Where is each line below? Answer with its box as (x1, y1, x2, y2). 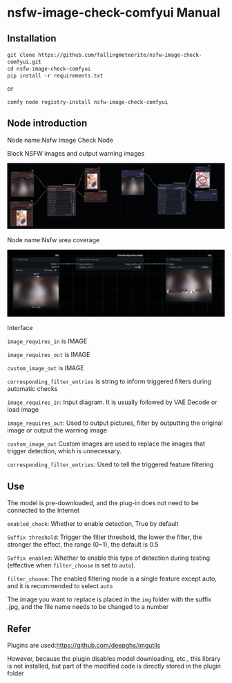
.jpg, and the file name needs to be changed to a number (7, 603, 169, 611)
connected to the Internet (7, 507, 80, 515)
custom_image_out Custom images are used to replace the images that (7, 439, 206, 448)
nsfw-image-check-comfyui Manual (7, 5, 221, 21)
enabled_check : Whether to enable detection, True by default (7, 520, 179, 528)
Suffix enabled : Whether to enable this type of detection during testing (7, 554, 211, 562)
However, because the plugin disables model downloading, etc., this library (7, 655, 221, 663)
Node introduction (7, 118, 88, 129)
